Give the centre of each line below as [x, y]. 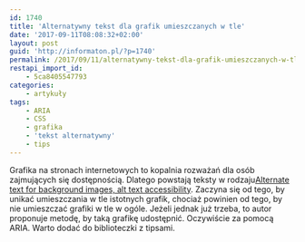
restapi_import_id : [46, 69]
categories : [32, 85]
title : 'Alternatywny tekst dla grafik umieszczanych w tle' [128, 26]
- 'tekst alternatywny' [71, 136]
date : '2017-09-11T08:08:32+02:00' [77, 34]
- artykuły [46, 93]
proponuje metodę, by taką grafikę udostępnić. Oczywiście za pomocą [142, 218]
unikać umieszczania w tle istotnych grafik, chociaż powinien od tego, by [146, 198]
